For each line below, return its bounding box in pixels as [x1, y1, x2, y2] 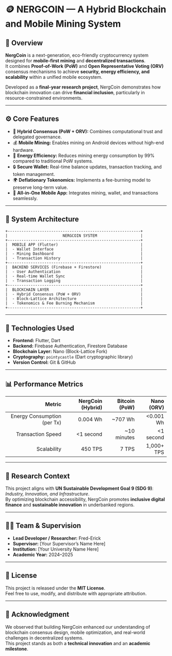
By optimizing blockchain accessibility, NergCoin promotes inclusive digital [5, 497, 165, 503]
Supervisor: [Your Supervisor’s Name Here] [12, 540, 106, 546]
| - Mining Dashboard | [5, 251, 143, 256]
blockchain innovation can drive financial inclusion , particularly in [5, 90, 145, 95]
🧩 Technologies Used [5, 324, 74, 333]
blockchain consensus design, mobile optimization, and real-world [5, 629, 145, 635]
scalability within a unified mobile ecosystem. [5, 74, 102, 80]
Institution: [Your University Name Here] [12, 546, 99, 552]
